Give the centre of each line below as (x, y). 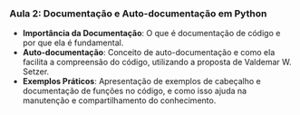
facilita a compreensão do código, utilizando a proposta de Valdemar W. (157, 62)
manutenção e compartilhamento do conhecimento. (119, 101)
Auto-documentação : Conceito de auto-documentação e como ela (149, 53)
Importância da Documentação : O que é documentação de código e (151, 34)
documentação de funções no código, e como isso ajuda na (135, 91)
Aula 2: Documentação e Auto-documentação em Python (138, 14)
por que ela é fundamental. (73, 43)
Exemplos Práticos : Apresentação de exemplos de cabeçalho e (141, 81)
